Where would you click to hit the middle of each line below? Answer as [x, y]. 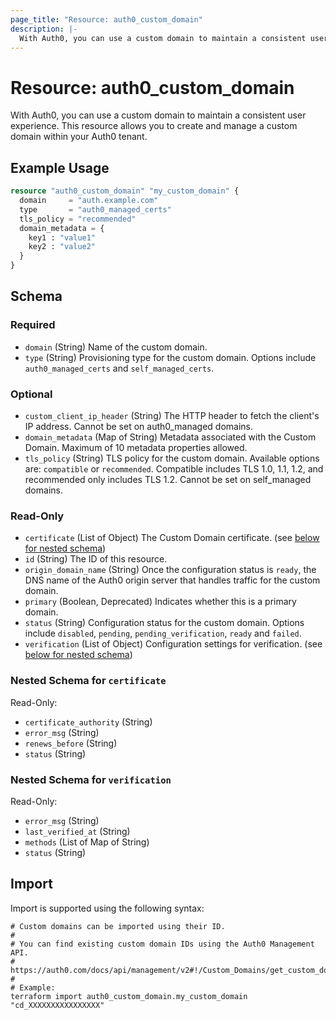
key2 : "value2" [62, 247]
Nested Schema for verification [91, 779]
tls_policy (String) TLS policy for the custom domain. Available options [172, 458]
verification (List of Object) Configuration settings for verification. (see [173, 644]
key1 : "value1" [62, 237]
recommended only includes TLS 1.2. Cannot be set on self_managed [168, 479]
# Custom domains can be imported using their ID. [118, 926]
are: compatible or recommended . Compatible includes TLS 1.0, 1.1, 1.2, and [174, 468]
